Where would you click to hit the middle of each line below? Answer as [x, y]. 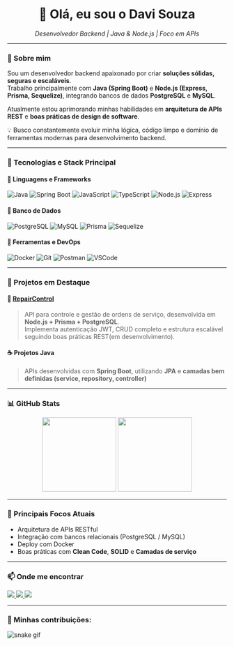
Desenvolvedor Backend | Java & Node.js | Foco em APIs [117, 33]
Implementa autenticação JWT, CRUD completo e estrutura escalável [124, 329]
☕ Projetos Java [31, 353]
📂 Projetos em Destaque [49, 282]
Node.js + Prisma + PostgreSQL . [72, 322]
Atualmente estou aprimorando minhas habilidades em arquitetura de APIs [115, 109]
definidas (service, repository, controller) [85, 379]
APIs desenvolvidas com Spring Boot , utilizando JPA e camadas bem [124, 371]
